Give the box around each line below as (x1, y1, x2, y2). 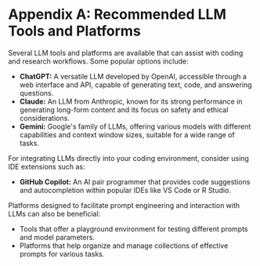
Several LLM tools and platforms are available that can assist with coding (8, 48, 244, 57)
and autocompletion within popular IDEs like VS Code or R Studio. (19, 185, 231, 195)
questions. (19, 88, 54, 97)
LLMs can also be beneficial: (8, 209, 101, 218)
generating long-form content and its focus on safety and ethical (19, 104, 229, 115)
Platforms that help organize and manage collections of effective (19, 241, 229, 250)
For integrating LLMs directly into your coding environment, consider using (8, 153, 249, 162)
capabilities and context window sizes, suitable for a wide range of (19, 129, 235, 139)
